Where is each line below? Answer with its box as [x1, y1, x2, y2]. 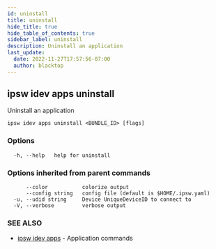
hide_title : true [7, 23, 58, 30]
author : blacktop [13, 62, 64, 69]
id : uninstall [7, 10, 49, 17]
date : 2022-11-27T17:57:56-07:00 [13, 56, 111, 63]
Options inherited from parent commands [7, 168, 151, 178]
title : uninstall [7, 17, 58, 24]
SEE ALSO [7, 218, 43, 227]
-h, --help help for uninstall [13, 151, 111, 159]
